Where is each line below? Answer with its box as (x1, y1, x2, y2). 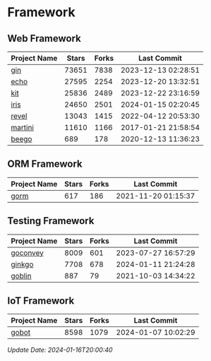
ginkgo (11, 259, 34, 269)
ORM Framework (7, 158, 83, 170)
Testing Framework (7, 215, 95, 227)
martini (11, 123, 34, 132)
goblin (11, 271, 32, 280)
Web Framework (7, 32, 81, 45)
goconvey (11, 248, 44, 258)
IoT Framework (7, 295, 75, 307)
